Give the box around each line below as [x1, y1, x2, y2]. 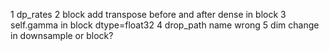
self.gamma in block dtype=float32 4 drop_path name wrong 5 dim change [10, 19, 320, 31]
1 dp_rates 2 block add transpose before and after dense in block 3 [10, 9, 287, 20]
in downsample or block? [10, 30, 114, 41]
